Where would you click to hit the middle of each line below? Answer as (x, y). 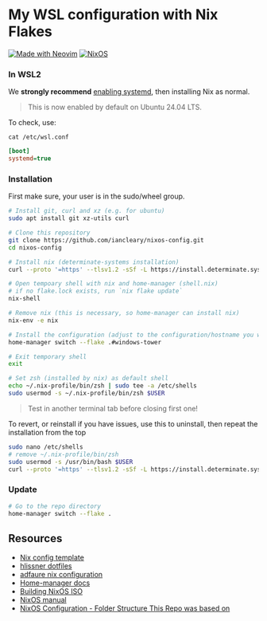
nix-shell (25, 299)
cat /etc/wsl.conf (39, 137)
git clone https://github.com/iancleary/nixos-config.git (106, 240)
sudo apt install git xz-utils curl (69, 218)
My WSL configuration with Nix (113, 15)
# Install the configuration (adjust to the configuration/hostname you (131, 335)
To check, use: (33, 123)
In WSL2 (25, 74)
